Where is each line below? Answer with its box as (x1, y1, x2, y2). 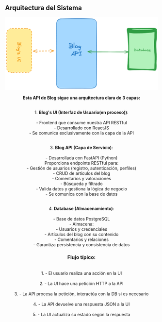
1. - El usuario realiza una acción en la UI (41, 270, 122, 276)
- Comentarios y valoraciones (51, 176, 112, 182)
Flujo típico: (67, 254, 96, 261)
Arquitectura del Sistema (5, 4, 82, 12)
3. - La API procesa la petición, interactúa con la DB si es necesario (14, 291, 149, 297)
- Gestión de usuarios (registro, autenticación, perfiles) (26, 165, 137, 171)
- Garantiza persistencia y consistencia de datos (33, 242, 130, 248)
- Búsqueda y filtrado (60, 181, 103, 186)
